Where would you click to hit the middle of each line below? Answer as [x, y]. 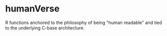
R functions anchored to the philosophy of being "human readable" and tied [84, 22]
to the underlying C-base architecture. [45, 27]
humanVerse [32, 9]
